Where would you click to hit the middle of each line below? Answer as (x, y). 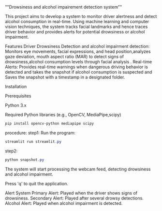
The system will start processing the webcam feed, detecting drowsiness (78, 169)
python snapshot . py (25, 160)
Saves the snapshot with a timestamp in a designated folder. (65, 77)
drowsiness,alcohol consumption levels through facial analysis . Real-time (79, 62)
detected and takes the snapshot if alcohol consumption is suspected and (79, 72)
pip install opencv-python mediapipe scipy (50, 123)
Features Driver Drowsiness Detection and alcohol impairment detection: (77, 46)
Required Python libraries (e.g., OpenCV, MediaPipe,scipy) (63, 115)
